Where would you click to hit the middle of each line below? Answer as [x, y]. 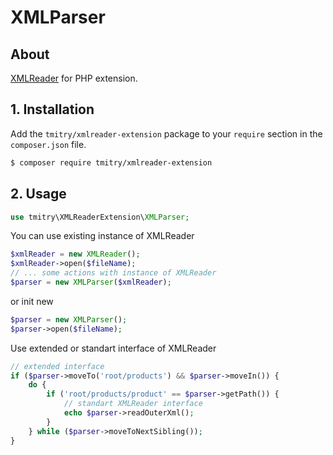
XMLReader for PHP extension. [74, 78]
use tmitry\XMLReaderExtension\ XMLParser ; [100, 217]
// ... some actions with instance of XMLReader [113, 273]
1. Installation [52, 109]
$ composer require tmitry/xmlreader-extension [111, 162]
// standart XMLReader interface [133, 404]
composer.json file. [48, 144]
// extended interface [57, 366]
